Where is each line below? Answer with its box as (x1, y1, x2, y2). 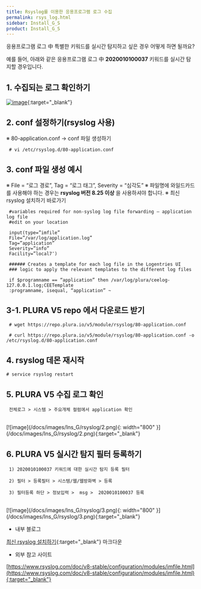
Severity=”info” (8, 245, 50, 251)
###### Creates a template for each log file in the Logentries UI (8, 261, 181, 267)
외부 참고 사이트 (14, 551, 52, 558)
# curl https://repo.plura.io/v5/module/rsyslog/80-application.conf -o (8, 332, 195, 338)
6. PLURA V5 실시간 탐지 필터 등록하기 (6, 449, 142, 459)
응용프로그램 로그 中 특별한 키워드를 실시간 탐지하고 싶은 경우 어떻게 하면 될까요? (6, 43, 195, 50)
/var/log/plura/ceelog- (110, 277, 170, 283)
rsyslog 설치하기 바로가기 (6, 197, 67, 204)
